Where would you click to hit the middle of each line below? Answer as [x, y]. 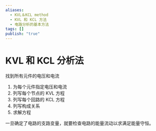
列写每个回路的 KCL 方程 [39, 99]
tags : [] [15, 29]
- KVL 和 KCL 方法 [28, 19]
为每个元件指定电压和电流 [40, 86]
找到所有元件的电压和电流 [32, 76]
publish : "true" [23, 34]
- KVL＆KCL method [29, 15]
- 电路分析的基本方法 [30, 24]
